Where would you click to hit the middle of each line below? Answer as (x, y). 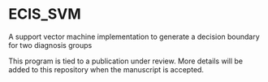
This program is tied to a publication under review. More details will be (126, 61)
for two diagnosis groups (50, 45)
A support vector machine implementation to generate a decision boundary (134, 37)
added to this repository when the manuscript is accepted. (106, 69)
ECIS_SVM (45, 14)
